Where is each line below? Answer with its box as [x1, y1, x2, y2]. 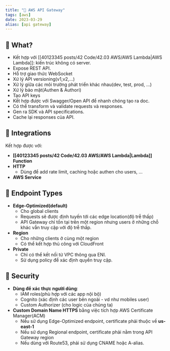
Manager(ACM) [12, 313, 46, 319]
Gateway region [20, 334, 54, 340]
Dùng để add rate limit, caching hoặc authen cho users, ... [20, 168, 143, 174]
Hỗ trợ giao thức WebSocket [12, 71, 73, 77]
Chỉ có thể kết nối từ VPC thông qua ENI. [20, 251, 107, 257]
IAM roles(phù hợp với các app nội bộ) [20, 291, 101, 297]
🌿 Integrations [5, 129, 51, 138]
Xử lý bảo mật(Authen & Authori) [12, 87, 82, 93]
